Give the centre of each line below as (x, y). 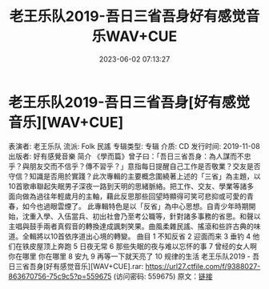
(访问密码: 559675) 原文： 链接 (163, 276)
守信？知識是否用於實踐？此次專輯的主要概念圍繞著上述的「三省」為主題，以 (134, 176)
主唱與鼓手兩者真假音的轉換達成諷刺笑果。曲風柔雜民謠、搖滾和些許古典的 (131, 226)
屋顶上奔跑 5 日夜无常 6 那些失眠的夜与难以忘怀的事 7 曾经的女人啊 (147, 246)
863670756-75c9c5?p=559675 (60, 276)
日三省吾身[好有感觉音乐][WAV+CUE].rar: (76, 266)
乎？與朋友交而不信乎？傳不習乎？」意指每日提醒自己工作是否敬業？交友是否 (134, 166)
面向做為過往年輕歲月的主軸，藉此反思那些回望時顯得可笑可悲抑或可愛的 (127, 196)
